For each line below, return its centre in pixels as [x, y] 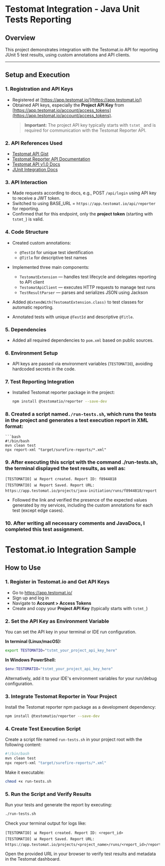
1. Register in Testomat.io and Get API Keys [57, 582]
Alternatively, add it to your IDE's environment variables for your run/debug [81, 678]
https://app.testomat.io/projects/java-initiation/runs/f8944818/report [81, 491]
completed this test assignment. [45, 529]
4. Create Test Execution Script [43, 728]
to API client [32, 282]
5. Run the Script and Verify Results [48, 794]
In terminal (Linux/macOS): [33, 642]
